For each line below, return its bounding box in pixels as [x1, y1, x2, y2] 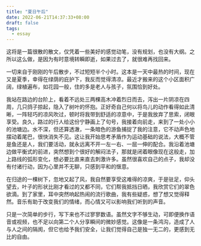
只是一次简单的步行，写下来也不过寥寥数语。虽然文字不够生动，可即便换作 [6, 211, 190, 218]
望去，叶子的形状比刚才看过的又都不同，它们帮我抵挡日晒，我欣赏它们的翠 [6, 183, 190, 190]
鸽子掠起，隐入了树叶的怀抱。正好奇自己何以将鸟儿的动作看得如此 [26, 103, 190, 110]
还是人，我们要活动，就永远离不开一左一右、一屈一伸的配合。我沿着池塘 [16, 141, 195, 148]
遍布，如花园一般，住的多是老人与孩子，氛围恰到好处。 [26, 83, 163, 90]
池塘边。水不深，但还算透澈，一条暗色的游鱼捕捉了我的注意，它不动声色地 [11, 126, 195, 133]
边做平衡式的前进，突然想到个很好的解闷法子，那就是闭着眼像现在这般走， [6, 148, 190, 155]
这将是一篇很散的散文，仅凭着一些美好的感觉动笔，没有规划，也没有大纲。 [6, 48, 190, 56]
